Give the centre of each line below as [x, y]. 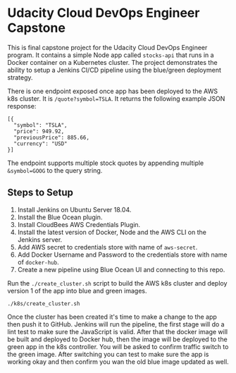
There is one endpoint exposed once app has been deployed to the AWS [113, 91]
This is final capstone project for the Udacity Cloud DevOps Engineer [107, 47]
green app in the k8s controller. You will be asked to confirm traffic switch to [118, 346]
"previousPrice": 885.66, [52, 137]
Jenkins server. [40, 239]
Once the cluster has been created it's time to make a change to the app [112, 317]
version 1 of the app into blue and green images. [77, 291]
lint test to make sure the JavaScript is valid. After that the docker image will [118, 331]
